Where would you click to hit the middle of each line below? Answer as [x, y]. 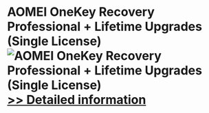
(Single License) [54, 41]
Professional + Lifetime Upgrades [105, 27]
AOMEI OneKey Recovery [81, 12]
